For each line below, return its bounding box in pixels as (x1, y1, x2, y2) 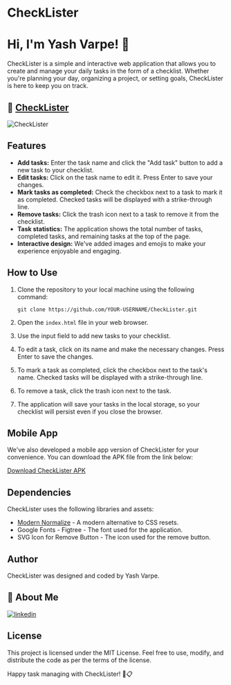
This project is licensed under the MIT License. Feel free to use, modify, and (7, 648, 224, 657)
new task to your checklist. (17, 166, 95, 174)
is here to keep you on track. (7, 82, 89, 90)
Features (7, 140, 46, 152)
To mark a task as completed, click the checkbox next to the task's (17, 366, 207, 374)
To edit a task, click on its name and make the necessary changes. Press (17, 345, 225, 353)
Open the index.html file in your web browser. (17, 318, 149, 326)
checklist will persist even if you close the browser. (17, 407, 163, 416)
